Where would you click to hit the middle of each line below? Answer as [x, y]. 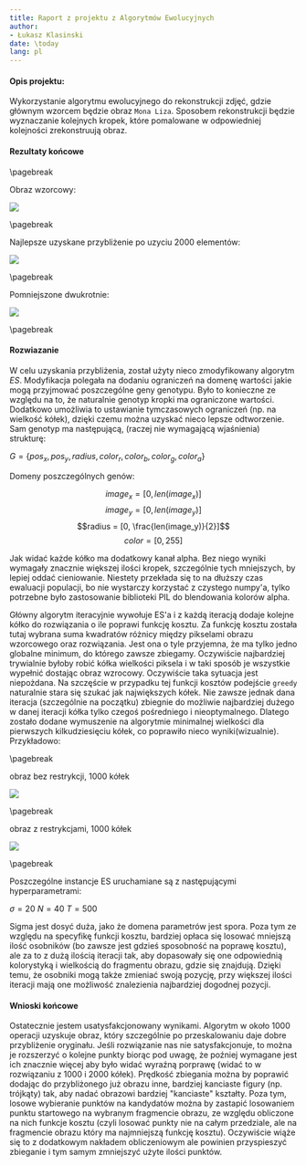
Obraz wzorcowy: [42, 189]
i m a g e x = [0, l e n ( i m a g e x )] [153, 494]
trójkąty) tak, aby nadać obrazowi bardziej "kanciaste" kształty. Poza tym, [148, 1094]
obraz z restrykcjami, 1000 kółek [71, 829]
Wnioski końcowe [44, 1005]
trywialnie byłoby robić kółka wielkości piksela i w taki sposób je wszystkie [150, 664]
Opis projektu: [37, 81]
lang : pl [26, 52]
